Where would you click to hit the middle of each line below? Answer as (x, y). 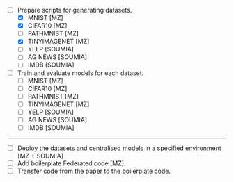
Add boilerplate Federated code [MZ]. (71, 163)
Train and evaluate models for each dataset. (80, 73)
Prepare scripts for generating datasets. (75, 10)
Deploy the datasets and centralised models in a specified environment (119, 148)
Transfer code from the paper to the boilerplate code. (94, 171)
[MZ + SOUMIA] (40, 156)
